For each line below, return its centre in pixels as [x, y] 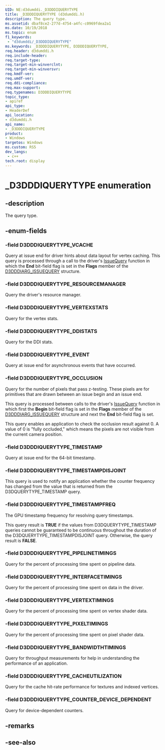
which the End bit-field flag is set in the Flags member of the [67, 266]
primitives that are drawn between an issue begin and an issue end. [74, 394]
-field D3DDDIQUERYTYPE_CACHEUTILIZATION [64, 676]
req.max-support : [23, 88]
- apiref [14, 102]
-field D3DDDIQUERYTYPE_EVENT [47, 355]
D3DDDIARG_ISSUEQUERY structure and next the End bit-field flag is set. [80, 414]
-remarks [20, 726]
